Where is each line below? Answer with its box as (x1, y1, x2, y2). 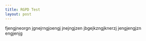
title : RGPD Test (5, 7, 41, 12)
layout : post (5, 12, 32, 17)
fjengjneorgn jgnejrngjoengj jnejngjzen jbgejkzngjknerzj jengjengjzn (5, 25, 142, 31)
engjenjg (5, 30, 23, 36)
